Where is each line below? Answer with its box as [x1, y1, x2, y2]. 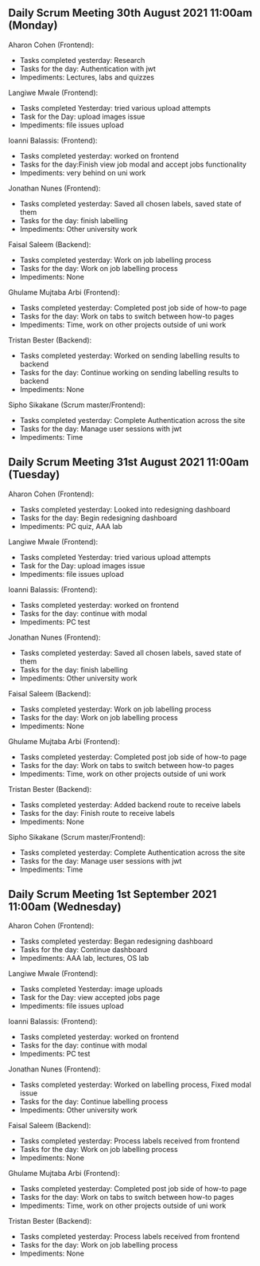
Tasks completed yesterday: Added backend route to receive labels [19, 800, 241, 809]
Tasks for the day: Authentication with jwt [19, 64, 157, 73]
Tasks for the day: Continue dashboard [19, 945, 148, 954]
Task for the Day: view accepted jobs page [19, 993, 161, 1002]
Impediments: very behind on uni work [19, 167, 146, 178]
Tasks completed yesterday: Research [19, 55, 146, 65]
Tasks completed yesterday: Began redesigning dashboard [19, 936, 213, 947]
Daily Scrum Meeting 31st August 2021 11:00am [8, 456, 249, 469]
